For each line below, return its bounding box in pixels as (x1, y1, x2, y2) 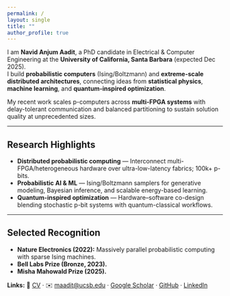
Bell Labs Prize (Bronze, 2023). (16, 260, 107, 268)
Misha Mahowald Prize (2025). (16, 267, 107, 275)
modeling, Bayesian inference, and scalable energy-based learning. (16, 186, 207, 194)
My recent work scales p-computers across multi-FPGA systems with (7, 98, 206, 106)
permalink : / (7, 10, 44, 17)
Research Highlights (7, 139, 96, 150)
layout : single (7, 16, 51, 23)
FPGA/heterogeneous (16, 164, 79, 172)
